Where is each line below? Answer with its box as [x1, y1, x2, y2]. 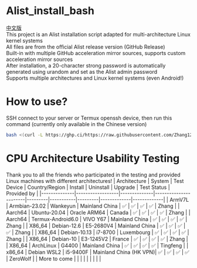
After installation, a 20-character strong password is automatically [6, 62, 166, 69]
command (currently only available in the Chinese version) [6, 120, 147, 127]
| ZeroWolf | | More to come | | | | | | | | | [6, 255, 101, 262]
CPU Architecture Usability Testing [6, 151, 180, 165]
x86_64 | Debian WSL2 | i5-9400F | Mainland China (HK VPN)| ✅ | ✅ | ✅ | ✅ [6, 248, 189, 256]
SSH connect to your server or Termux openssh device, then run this [6, 114, 172, 121]
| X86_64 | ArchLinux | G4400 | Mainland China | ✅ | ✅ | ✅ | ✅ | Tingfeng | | [6, 242, 189, 249]
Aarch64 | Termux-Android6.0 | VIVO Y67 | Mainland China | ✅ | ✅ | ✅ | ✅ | [6, 215, 188, 222]
